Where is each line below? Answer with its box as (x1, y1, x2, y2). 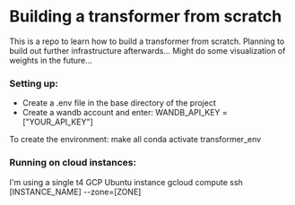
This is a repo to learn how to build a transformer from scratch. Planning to (9, 36, 285, 47)
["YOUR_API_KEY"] (22, 116, 94, 127)
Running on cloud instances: (9, 157, 137, 169)
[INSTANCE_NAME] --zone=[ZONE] (9, 186, 142, 197)
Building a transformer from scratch (9, 6, 282, 27)
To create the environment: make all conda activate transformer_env (9, 134, 262, 145)
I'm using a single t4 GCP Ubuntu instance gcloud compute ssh (9, 176, 244, 187)
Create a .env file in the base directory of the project (22, 98, 217, 108)
